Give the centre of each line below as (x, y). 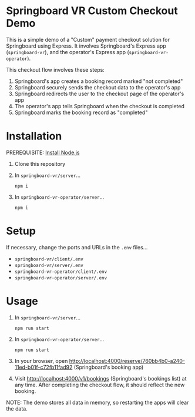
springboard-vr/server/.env (49, 265)
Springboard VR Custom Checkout (92, 11)
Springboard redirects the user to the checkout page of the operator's (99, 94)
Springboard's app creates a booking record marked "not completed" (99, 81)
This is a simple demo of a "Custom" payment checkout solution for (88, 39)
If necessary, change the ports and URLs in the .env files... (77, 247)
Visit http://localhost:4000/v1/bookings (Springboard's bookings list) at (100, 378)
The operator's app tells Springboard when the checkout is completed (100, 106)
